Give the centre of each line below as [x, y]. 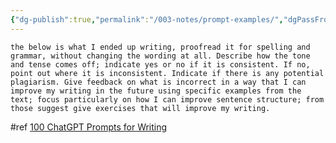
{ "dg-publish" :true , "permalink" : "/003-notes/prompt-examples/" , [147, 19]
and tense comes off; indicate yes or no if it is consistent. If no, [160, 64]
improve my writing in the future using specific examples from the [156, 91]
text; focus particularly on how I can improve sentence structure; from [167, 99]
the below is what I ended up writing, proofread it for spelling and [160, 47]
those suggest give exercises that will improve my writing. [140, 108]
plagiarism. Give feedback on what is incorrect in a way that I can [158, 82]
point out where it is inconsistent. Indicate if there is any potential [167, 73]
